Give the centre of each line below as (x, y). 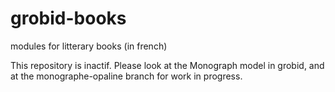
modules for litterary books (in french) (89, 46)
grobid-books (68, 18)
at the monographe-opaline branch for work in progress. (126, 76)
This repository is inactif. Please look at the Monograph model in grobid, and (167, 65)
